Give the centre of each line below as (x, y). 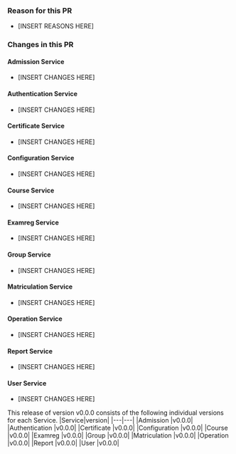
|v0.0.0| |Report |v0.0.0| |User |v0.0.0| (63, 443)
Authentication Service (43, 94)
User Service (27, 383)
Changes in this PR (41, 45)
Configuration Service (41, 158)
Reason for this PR (40, 11)
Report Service (30, 351)
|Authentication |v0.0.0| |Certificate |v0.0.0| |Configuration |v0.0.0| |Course (118, 428)
